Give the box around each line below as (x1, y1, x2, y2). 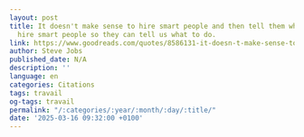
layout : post (9, 13, 59, 23)
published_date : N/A (9, 55, 88, 64)
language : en (9, 72, 59, 81)
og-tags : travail (9, 96, 75, 106)
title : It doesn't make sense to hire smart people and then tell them (9, 22, 285, 31)
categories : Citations (9, 80, 95, 89)
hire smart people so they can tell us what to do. (17, 30, 217, 39)
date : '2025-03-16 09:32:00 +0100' (9, 114, 144, 123)
